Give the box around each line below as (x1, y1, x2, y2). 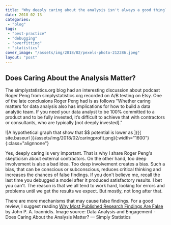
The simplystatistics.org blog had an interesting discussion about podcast (5, 87, 160, 93)
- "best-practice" (7, 31, 47, 36)
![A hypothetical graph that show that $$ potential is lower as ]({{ (5, 129, 141, 135)
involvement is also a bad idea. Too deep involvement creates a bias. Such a (5, 161, 165, 167)
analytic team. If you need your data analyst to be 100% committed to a (5, 109, 155, 115)
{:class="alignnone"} (5, 140, 49, 147)
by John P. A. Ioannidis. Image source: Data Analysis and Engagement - (5, 209, 156, 215)
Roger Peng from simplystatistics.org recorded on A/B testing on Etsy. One (5, 93, 162, 99)
